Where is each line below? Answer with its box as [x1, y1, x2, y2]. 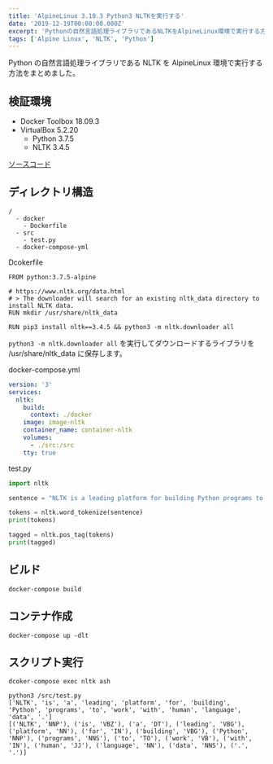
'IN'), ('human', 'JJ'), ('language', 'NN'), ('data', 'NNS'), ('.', [8, 742, 249, 750]
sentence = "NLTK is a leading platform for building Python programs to [8, 494, 264, 502]
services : [8, 388, 42, 396]
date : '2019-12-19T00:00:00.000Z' [8, 20, 126, 28]
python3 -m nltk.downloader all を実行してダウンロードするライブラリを [8, 338, 255, 348]
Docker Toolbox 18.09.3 [19, 116, 100, 126]
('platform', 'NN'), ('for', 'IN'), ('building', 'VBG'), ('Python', [8, 727, 249, 735]
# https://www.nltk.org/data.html [8, 287, 126, 296]
